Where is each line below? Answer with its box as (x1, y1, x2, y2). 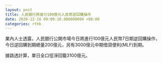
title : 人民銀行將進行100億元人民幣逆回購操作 (5, 12, 91, 17)
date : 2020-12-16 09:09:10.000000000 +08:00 (5, 16, 100, 21)
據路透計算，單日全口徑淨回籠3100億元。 (5, 52, 90, 58)
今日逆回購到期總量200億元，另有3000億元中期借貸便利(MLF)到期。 (5, 42, 147, 48)
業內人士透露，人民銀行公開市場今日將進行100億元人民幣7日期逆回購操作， (5, 35, 160, 41)
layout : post (5, 7, 33, 12)
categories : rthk (5, 21, 42, 26)
